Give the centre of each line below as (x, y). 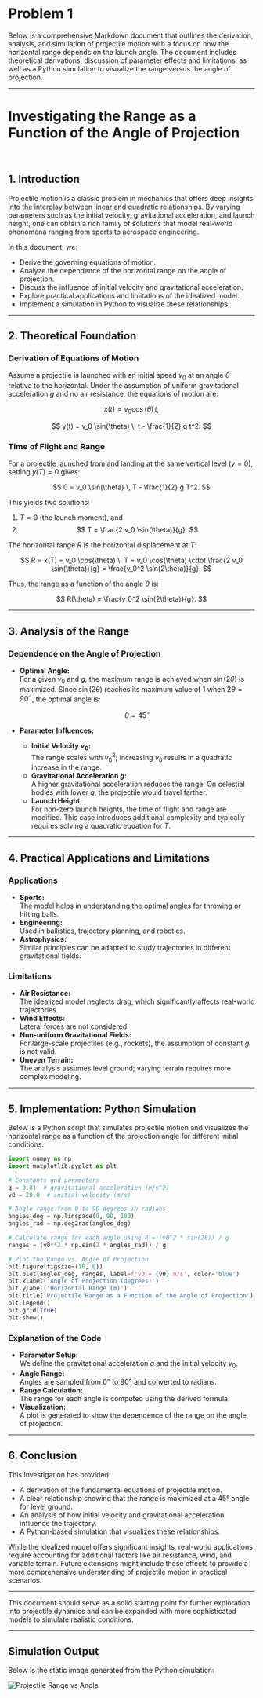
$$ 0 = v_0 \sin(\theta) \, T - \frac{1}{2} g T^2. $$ (131, 487)
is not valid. (38, 1052)
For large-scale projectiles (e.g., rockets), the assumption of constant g (134, 1043)
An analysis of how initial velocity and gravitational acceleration (122, 1515)
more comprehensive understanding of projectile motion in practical (118, 1572)
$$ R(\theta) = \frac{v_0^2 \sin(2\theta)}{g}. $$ (131, 599)
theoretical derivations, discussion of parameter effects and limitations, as (128, 60)
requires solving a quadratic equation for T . (101, 826)
